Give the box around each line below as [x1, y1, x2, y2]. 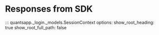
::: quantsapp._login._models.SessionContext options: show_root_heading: [5, 19, 155, 25]
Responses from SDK [5, 3, 93, 15]
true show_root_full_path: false [5, 24, 67, 30]
